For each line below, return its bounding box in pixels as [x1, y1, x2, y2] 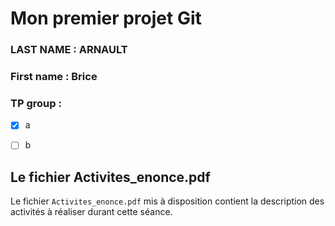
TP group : [10, 96, 62, 110]
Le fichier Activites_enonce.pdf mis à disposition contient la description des [10, 195, 325, 207]
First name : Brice [10, 70, 98, 84]
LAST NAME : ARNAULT [10, 43, 128, 57]
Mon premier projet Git [10, 7, 202, 30]
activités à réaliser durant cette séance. [10, 206, 173, 218]
